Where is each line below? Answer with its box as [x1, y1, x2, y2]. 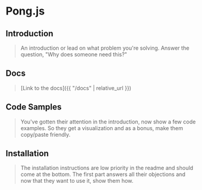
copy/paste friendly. [20, 131, 71, 138]
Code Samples [5, 102, 62, 113]
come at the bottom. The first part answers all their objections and [20, 171, 186, 178]
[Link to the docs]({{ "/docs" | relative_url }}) [20, 84, 131, 91]
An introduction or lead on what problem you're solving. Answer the [20, 44, 190, 51]
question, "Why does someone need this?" [20, 51, 128, 58]
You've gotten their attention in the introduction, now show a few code [20, 118, 196, 125]
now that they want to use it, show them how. [20, 177, 134, 185]
